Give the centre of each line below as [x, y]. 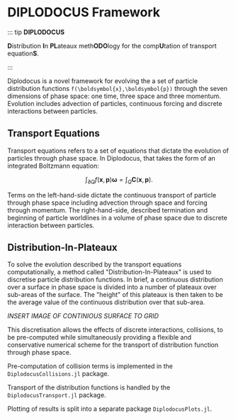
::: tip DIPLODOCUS [36, 32]
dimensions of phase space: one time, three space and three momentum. [114, 96]
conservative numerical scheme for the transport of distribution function [113, 345]
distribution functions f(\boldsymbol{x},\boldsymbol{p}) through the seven [118, 88]
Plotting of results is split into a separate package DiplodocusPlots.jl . [110, 409]
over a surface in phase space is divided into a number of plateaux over [112, 287]
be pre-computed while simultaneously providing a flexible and [100, 338]
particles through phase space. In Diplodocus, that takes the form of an [112, 158]
